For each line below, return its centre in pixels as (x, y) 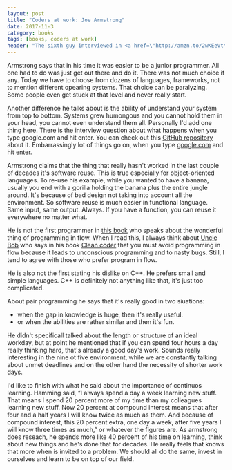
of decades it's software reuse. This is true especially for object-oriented (111, 173)
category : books (30, 33)
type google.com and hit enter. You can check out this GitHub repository (110, 138)
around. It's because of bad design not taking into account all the (100, 195)
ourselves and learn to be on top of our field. (71, 459)
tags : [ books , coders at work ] (52, 39)
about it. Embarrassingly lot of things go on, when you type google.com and (115, 145)
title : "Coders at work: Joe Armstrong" (66, 20)
